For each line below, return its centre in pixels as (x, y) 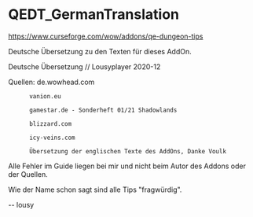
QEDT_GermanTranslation (93, 15)
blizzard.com (50, 123)
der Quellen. (28, 174)
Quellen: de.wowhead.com (51, 82)
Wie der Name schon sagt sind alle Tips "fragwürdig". (95, 189)
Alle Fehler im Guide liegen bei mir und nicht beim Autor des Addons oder (127, 166)
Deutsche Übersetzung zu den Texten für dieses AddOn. (100, 51)
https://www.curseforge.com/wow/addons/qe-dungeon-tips (106, 36)
